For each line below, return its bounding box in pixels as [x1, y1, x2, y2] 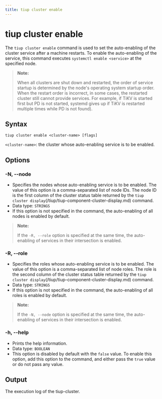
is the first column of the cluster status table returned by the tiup [12, 193, 144, 199]
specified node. [5, 60, 37, 66]
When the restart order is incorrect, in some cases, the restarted [17, 90, 148, 96]
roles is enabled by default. [12, 293, 67, 299]
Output [5, 375, 27, 384]
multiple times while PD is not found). [17, 105, 93, 111]
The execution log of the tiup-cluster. [5, 389, 80, 395]
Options [5, 156, 30, 164]
